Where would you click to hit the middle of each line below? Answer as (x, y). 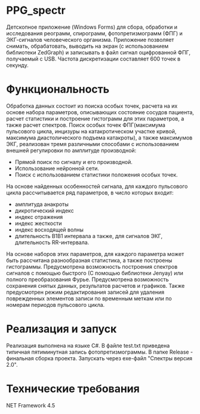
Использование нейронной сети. (57, 168)
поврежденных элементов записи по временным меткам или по (89, 298)
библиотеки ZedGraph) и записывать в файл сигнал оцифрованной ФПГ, (99, 52)
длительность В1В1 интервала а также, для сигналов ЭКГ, (89, 236)
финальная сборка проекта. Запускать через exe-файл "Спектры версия (99, 358)
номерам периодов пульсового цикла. (56, 305)
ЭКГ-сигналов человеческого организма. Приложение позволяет (90, 39)
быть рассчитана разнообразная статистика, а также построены (89, 260)
